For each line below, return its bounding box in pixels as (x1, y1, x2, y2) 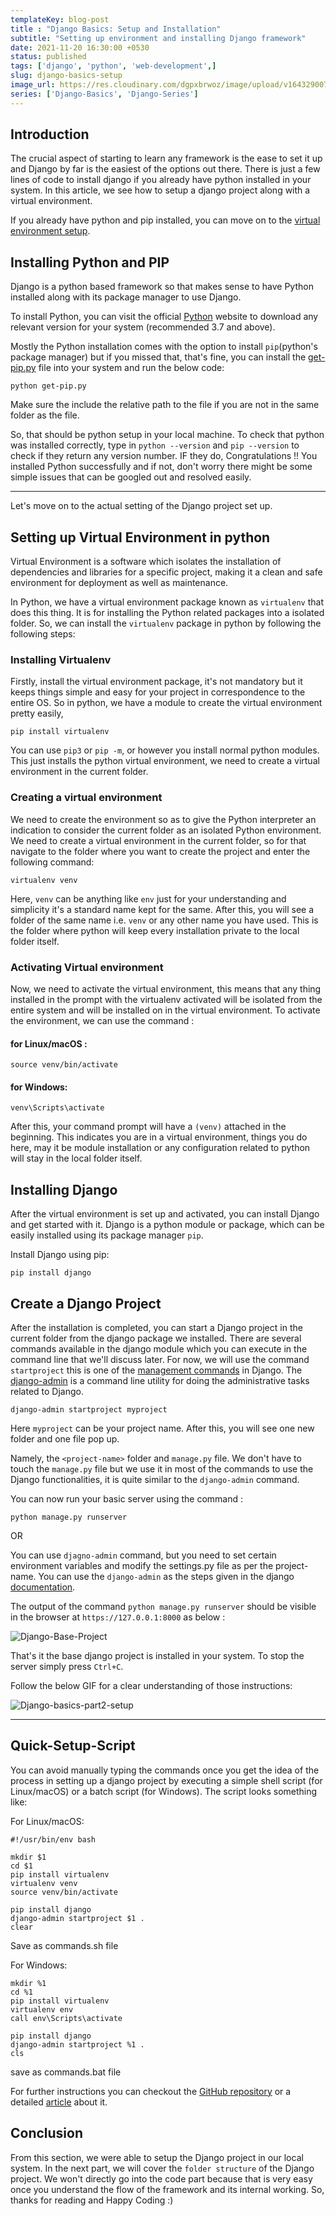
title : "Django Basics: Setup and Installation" (10, 24, 222, 34)
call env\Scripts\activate (10, 2013, 123, 2023)
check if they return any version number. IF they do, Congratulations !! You (10, 450, 318, 462)
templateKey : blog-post (10, 14, 110, 25)
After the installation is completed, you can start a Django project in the (10, 1321, 303, 1333)
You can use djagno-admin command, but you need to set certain (10, 1549, 277, 1561)
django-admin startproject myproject (10, 1404, 168, 1415)
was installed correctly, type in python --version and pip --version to (10, 439, 300, 451)
